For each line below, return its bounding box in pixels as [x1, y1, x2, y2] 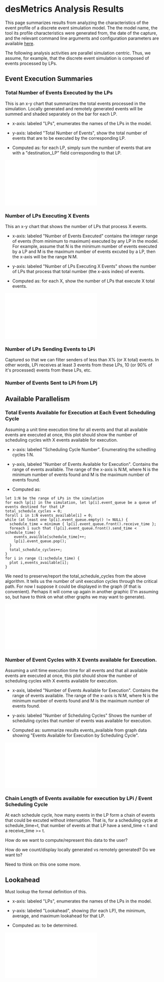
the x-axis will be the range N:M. [12, 253, 78, 259]
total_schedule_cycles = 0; [5, 508, 63, 513]
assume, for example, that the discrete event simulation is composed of [5, 55, 149, 61]
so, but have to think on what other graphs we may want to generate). [5, 594, 146, 600]
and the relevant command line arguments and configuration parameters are [5, 35, 159, 41]
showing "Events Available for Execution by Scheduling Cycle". [12, 732, 139, 738]
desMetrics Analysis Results [5, 3, 124, 15]
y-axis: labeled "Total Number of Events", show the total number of [12, 130, 147, 136]
